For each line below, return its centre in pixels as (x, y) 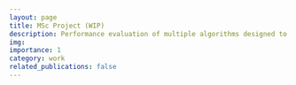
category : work (37, 58)
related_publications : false (63, 67)
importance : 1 (35, 50)
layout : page (33, 17)
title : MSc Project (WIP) (57, 26)
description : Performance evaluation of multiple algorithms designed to (148, 34)
